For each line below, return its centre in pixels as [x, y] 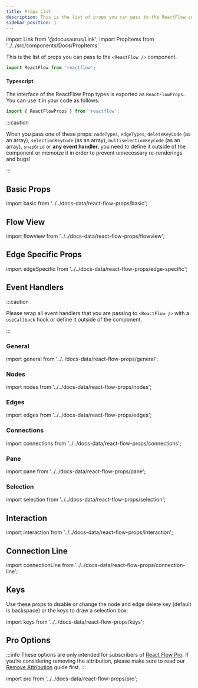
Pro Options [29, 641]
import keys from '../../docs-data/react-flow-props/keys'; [75, 622]
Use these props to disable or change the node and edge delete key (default [99, 604]
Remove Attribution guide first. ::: [46, 667]
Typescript [20, 81]
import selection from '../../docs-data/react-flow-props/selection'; [86, 500]
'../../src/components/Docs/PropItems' [52, 45]
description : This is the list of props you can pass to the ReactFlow [96, 17]
